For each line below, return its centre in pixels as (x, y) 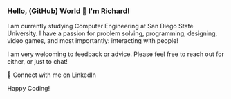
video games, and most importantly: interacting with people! (93, 41)
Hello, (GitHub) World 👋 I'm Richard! (68, 11)
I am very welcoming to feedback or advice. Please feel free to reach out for (116, 54)
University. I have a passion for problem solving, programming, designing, (112, 33)
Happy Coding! (29, 89)
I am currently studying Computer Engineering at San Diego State (100, 26)
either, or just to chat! (37, 62)
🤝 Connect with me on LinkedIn (52, 75)
